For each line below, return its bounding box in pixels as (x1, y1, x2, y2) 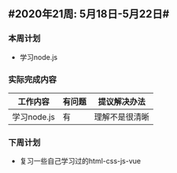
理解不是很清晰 (94, 111, 149, 122)
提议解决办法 (98, 96, 146, 107)
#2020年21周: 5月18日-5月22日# (8, 7, 170, 21)
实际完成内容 (8, 74, 57, 85)
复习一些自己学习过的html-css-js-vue (19, 156, 142, 166)
